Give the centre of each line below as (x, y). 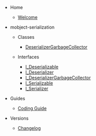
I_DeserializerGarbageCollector (58, 78)
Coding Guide (32, 108)
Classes (26, 37)
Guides (18, 98)
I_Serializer (37, 88)
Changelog (29, 128)
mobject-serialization (32, 27)
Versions (19, 118)
